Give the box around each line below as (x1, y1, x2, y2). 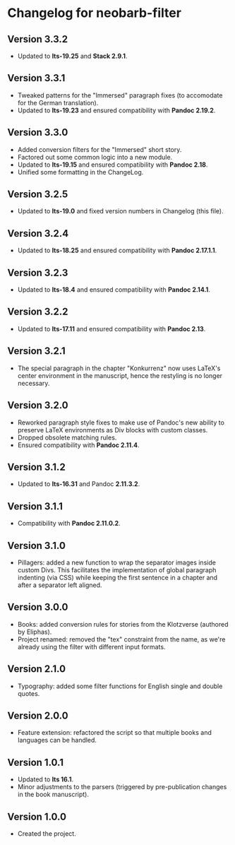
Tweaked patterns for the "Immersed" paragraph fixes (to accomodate (17, 90, 223, 100)
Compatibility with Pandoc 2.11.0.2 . (17, 519, 121, 528)
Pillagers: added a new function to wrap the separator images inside (17, 558, 217, 567)
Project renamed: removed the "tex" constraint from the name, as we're (17, 634, 226, 644)
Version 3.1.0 (7, 539, 66, 552)
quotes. (17, 689, 40, 697)
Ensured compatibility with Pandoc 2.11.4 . (17, 440, 140, 449)
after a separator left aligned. (17, 581, 102, 589)
